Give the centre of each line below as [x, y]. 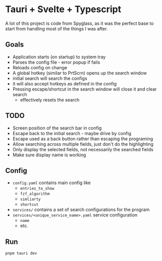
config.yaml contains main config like [51, 183]
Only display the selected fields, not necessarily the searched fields [83, 149]
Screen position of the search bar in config [57, 128]
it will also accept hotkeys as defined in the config [65, 83]
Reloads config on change [40, 67]
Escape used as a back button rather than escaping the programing [83, 139]
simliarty [31, 199]
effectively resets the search [50, 100]
